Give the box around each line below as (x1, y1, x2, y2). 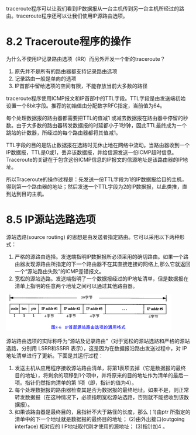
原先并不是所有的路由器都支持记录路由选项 (14, 68, 118, 75)
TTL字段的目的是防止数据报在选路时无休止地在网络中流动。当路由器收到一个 (6, 141, 190, 148)
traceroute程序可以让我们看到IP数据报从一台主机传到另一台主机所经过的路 (6, 5, 184, 12)
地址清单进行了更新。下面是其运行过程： (6, 352, 104, 359)
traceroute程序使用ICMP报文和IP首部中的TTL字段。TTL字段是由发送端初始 (6, 95, 186, 102)
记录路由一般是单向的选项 (14, 75, 77, 82)
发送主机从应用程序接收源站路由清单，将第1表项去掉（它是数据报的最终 (14, 364, 186, 371)
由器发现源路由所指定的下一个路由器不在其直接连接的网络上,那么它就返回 (14, 260, 191, 267)
